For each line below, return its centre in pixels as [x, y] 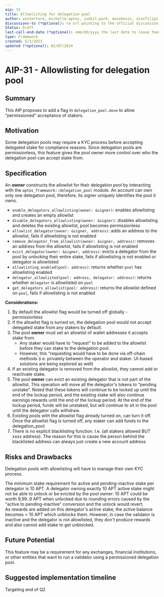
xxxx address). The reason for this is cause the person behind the [78, 436]
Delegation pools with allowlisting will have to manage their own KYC [74, 469]
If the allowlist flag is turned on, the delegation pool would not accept [82, 322]
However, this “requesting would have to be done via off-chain [82, 353]
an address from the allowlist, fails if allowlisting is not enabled [75, 247]
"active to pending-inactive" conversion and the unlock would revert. [74, 504]
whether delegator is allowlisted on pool [52, 283]
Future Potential [30, 540]
